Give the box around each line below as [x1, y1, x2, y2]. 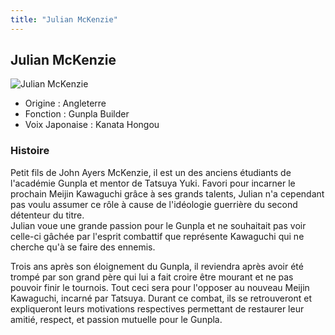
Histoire [10, 144, 50, 158]
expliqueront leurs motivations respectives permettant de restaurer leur [10, 302, 305, 315]
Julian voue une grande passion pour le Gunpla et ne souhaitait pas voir [10, 219, 307, 231]
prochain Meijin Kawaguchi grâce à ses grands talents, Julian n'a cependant [10, 187, 325, 200]
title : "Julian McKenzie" [10, 14, 118, 25]
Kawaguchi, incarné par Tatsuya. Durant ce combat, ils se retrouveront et [10, 292, 312, 304]
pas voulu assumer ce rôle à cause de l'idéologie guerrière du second [10, 198, 298, 210]
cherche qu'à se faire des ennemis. [10, 241, 156, 253]
